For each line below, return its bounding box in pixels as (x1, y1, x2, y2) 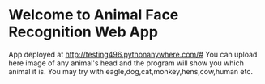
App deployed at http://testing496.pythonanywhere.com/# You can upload (8, 49, 258, 59)
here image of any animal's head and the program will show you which (8, 58, 245, 68)
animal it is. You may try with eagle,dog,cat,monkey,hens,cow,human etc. (8, 66, 254, 76)
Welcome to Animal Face (8, 6, 179, 24)
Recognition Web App (8, 23, 158, 41)
